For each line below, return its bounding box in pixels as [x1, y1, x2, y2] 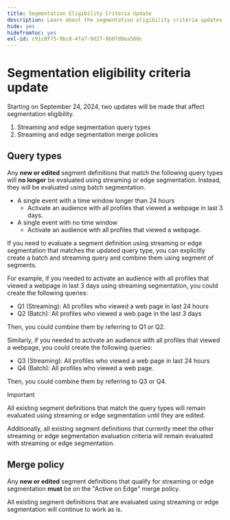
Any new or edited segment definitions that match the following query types [7, 168, 223, 177]
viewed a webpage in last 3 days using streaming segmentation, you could [7, 281, 218, 289]
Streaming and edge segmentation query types [16, 123, 151, 131]
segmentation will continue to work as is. [7, 505, 123, 513]
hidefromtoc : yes [7, 29, 57, 36]
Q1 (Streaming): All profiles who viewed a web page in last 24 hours [16, 302, 209, 310]
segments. [7, 260, 37, 269]
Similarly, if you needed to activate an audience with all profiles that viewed [7, 336, 220, 344]
